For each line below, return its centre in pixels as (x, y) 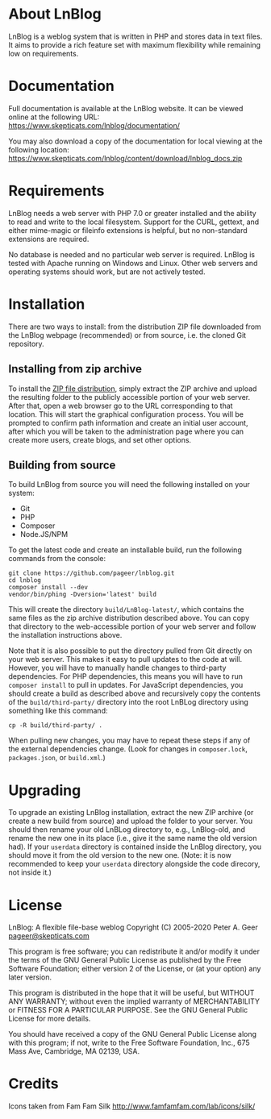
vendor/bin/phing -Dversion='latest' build (83, 595)
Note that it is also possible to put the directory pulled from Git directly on (130, 651)
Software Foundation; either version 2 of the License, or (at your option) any (135, 969)
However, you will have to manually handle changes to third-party (117, 668)
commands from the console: (57, 559)
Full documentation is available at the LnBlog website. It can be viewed (126, 108)
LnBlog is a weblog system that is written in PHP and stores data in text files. (135, 36)
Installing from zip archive (75, 369)
